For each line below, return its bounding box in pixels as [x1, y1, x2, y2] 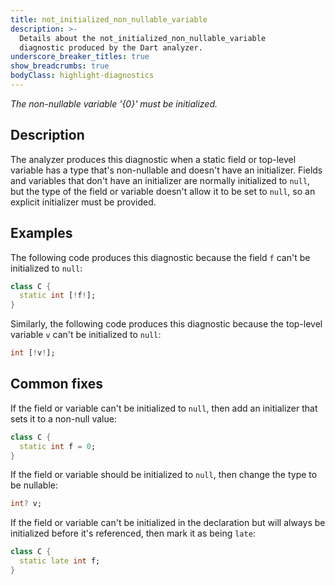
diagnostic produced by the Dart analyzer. [19, 42, 203, 53]
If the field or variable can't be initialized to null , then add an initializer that [10, 402, 318, 414]
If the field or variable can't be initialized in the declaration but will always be [10, 517, 326, 529]
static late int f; [19, 556, 101, 566]
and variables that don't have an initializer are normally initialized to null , [10, 174, 311, 186]
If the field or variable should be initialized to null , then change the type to [10, 469, 318, 481]
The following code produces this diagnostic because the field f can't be [10, 251, 311, 263]
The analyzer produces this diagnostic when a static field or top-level [10, 153, 297, 165]
